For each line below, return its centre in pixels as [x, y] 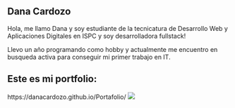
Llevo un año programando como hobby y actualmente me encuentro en [113, 49]
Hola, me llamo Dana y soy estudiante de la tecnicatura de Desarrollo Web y [117, 28]
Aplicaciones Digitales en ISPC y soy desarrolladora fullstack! [97, 36]
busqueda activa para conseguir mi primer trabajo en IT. [89, 57]
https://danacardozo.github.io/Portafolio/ [67, 97]
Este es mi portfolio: [52, 79]
